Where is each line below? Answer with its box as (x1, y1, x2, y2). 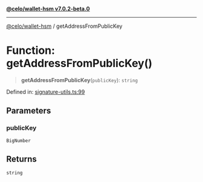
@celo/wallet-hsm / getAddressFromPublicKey (6, 22, 123, 30)
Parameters (6, 106, 51, 116)
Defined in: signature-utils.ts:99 (6, 88, 85, 96)
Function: (6, 44, 56, 57)
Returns (6, 154, 37, 164)
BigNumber (6, 137, 31, 144)
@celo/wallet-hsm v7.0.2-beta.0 (6, 5, 90, 12)
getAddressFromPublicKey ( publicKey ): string (21, 76, 138, 83)
